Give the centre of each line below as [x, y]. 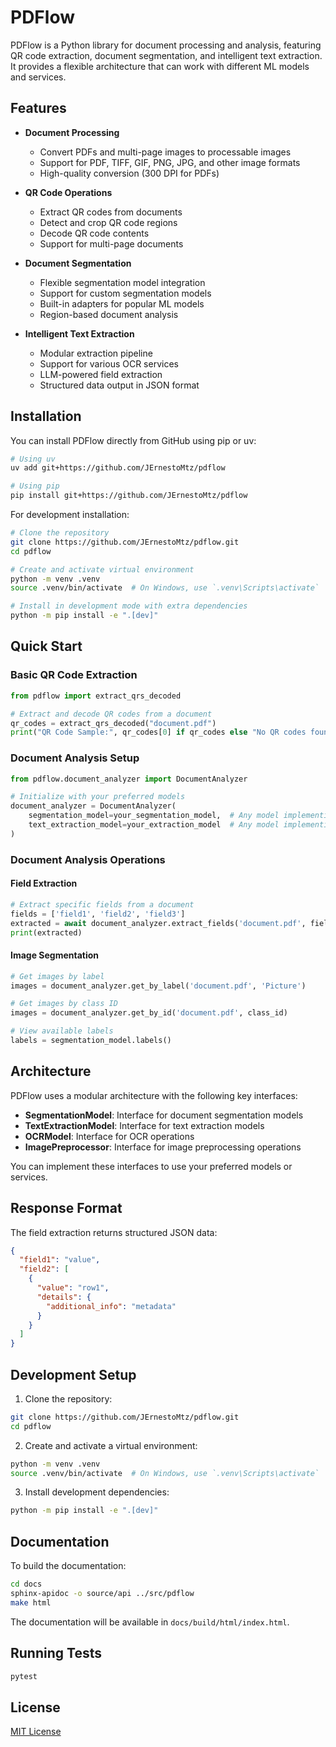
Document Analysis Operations [88, 859]
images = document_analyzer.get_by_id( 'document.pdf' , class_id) [149, 1013]
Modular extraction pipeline [96, 353]
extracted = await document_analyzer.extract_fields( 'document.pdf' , [158, 923]
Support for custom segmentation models [125, 293]
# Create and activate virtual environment [102, 569]
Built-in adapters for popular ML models [122, 303]
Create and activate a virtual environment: [111, 1445]
